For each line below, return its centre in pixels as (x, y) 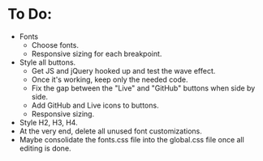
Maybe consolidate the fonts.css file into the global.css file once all (131, 139)
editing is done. (45, 148)
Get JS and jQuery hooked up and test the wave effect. (123, 70)
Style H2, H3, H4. (48, 122)
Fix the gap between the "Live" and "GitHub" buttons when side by (143, 88)
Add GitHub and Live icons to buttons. (95, 105)
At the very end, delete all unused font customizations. (110, 131)
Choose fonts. (55, 44)
